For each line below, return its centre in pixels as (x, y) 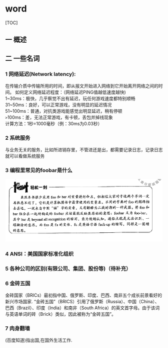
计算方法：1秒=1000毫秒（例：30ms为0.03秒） (54, 124)
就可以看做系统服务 (25, 156)
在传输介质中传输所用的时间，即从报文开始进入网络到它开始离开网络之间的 (82, 86)
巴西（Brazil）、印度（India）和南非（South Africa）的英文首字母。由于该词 (82, 308)
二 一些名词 (22, 58)
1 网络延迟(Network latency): (40, 74)
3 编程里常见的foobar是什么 (39, 170)
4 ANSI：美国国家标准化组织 (39, 253)
